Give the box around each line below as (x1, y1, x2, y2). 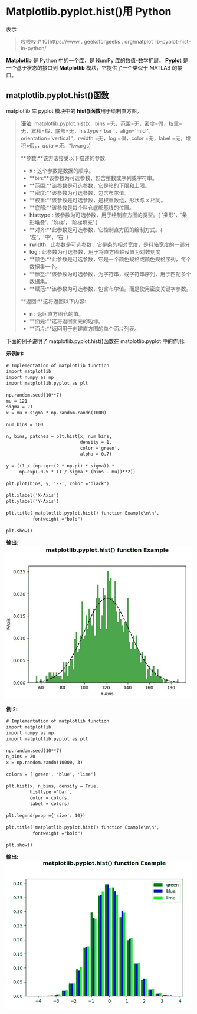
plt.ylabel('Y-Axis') (6, 498, 60, 504)
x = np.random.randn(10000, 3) (6, 760, 83, 766)
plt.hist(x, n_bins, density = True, (6, 783, 99, 789)
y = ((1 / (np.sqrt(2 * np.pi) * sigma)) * (6, 463, 115, 469)
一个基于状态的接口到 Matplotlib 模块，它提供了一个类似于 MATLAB (6, 64, 171, 71)
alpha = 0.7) (80, 451, 112, 457)
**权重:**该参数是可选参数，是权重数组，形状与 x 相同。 (29, 197, 166, 204)
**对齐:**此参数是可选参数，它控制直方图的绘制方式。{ (29, 226, 163, 233)
